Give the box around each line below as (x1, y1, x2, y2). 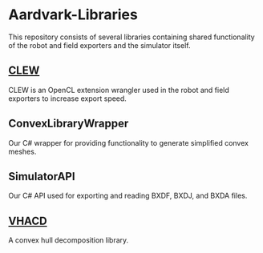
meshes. (8, 147, 37, 156)
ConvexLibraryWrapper (8, 117, 129, 131)
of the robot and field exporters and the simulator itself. (8, 40, 191, 50)
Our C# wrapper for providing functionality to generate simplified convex (8, 138, 249, 147)
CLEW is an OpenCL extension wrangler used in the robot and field (8, 85, 230, 94)
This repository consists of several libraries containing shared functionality (8, 32, 255, 42)
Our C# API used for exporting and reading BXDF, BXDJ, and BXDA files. (8, 191, 248, 201)
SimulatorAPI (8, 170, 75, 183)
